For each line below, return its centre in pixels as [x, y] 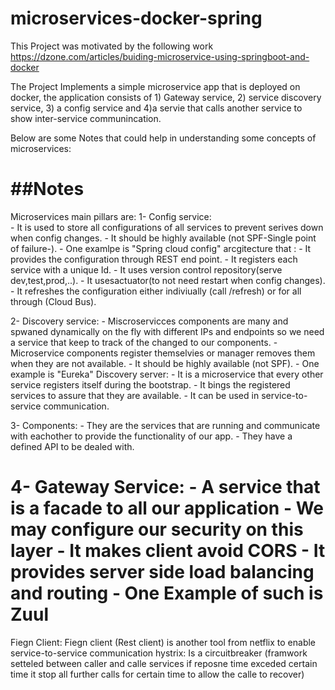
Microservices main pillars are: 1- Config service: [111, 216]
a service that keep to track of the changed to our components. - [144, 342]
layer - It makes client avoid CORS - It [168, 551]
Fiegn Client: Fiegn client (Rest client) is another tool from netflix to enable [163, 642]
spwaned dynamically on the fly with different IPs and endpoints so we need [167, 331]
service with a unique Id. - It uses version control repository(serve [146, 269]
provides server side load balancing [162, 572]
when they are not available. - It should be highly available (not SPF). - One [165, 363]
